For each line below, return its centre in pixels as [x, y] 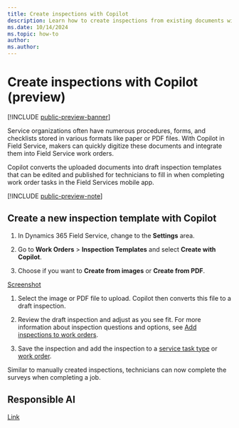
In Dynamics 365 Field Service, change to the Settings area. [106, 235]
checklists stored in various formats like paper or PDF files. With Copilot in [116, 138]
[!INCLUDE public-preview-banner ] [59, 117]
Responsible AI [42, 400]
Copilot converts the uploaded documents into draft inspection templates [115, 167]
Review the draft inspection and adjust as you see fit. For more [109, 319]
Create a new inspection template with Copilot [112, 219]
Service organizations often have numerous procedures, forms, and [107, 130]
